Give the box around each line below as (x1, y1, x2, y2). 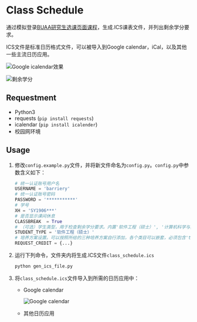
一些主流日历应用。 (6, 50, 53, 57)
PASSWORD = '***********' (14, 197, 78, 203)
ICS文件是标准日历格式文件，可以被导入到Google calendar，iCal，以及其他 (6, 43, 187, 50)
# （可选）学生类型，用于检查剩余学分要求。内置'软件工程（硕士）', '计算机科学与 (14, 224, 191, 230)
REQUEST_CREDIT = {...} (14, 241, 73, 246)
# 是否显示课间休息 (14, 213, 56, 219)
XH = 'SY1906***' (14, 207, 57, 214)
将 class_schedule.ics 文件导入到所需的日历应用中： (14, 275, 140, 282)
